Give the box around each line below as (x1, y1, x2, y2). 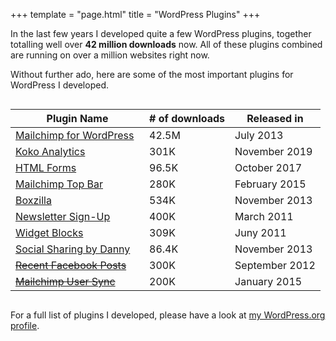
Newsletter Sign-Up (15, 210, 111, 223)
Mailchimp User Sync (15, 275, 116, 288)
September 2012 (234, 259, 316, 272)
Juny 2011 (234, 226, 287, 239)
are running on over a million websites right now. (10, 49, 210, 61)
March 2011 (234, 210, 294, 223)
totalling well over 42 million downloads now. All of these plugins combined (10, 39, 323, 50)
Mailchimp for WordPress (15, 129, 135, 142)
